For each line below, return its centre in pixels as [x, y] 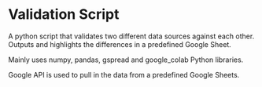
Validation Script [64, 14]
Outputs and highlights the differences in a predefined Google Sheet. [120, 44]
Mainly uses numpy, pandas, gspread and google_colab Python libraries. [126, 60]
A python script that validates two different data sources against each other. [131, 36]
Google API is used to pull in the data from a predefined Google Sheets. [124, 74]
